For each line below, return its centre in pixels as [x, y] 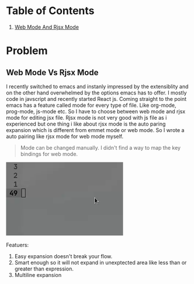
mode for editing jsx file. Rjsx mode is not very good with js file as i [86, 117]
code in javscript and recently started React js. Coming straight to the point [96, 99]
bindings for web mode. [49, 154]
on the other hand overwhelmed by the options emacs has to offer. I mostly [96, 93]
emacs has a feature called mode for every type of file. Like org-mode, [91, 105]
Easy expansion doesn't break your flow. [63, 256]
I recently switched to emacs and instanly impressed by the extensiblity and [97, 86]
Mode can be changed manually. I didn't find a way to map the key [101, 147]
